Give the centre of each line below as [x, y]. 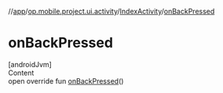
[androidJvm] [30, 64]
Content [21, 73]
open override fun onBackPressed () [66, 80]
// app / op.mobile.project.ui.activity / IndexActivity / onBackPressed [111, 11]
